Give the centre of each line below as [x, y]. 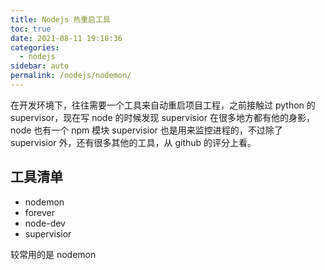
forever [39, 212]
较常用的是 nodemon [53, 254]
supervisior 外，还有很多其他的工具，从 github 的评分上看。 [133, 142]
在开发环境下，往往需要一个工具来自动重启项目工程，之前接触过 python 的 [163, 105]
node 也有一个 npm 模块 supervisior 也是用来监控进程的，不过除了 [146, 130]
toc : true [31, 29]
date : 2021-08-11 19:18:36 [66, 38]
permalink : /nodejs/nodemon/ [71, 76]
